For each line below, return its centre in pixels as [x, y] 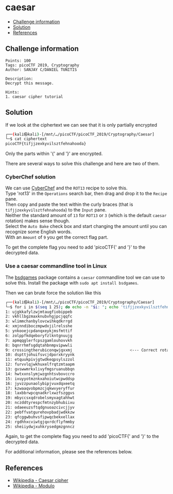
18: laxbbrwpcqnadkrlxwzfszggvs [40, 393]
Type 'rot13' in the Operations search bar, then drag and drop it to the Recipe [86, 193]
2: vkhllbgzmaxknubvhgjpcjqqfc [39, 316]
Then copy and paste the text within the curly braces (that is [69, 204]
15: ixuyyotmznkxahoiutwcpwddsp [40, 379]
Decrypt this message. [30, 83]
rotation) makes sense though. [38, 221]
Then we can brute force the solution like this [53, 293]
